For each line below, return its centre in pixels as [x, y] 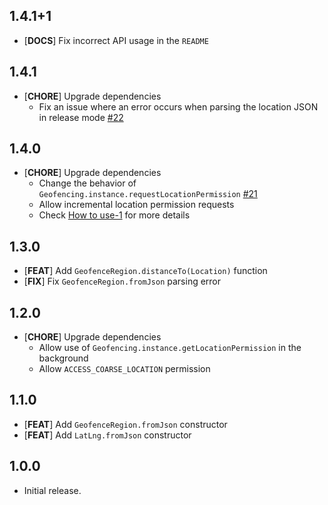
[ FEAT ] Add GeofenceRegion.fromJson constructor [125, 424]
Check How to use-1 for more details [114, 215]
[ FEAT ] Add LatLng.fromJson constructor [107, 435]
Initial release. [52, 490]
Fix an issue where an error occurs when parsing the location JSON [178, 106]
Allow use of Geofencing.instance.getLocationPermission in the [170, 348]
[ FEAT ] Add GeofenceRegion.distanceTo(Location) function [145, 271]
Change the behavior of [87, 183]
